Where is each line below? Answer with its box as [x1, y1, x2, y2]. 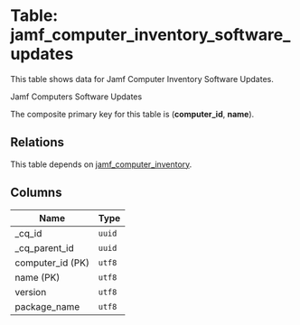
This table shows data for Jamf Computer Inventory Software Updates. [10, 73, 274, 84]
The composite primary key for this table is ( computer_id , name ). [10, 108, 255, 119]
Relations [10, 135, 65, 150]
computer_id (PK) [14, 256, 89, 269]
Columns [10, 185, 62, 200]
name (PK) [14, 271, 61, 283]
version [14, 285, 47, 298]
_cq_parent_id [14, 241, 75, 254]
